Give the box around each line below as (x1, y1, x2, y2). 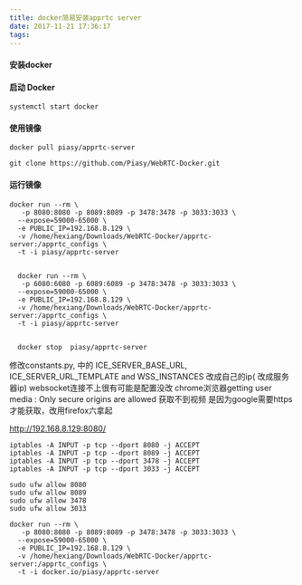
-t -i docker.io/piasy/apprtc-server (17, 567, 160, 576)
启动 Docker (9, 82, 56, 92)
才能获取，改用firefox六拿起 (9, 405, 113, 416)
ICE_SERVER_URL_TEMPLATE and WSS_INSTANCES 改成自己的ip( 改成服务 (9, 370, 289, 381)
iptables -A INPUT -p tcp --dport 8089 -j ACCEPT (9, 448, 201, 457)
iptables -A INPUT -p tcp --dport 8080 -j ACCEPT (9, 440, 201, 449)
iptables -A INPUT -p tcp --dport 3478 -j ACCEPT (9, 456, 201, 465)
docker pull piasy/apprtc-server (9, 143, 136, 152)
